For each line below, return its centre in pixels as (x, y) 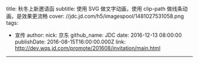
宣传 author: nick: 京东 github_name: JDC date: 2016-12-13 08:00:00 (98, 35)
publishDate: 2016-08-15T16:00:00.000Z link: (70, 42)
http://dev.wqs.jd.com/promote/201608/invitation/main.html (88, 48)
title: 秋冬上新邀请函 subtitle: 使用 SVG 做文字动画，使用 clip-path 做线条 (94, 9)
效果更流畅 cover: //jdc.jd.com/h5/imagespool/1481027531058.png (103, 16)
